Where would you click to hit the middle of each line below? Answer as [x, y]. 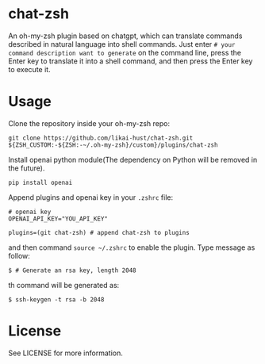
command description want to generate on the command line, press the [125, 52]
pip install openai [40, 182]
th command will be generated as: [64, 285]
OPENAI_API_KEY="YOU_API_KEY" [58, 219]
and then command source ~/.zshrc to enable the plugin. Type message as [132, 247]
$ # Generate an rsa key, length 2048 [72, 270]
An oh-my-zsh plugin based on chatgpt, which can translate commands [125, 36]
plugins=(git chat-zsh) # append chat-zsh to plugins [99, 232]
